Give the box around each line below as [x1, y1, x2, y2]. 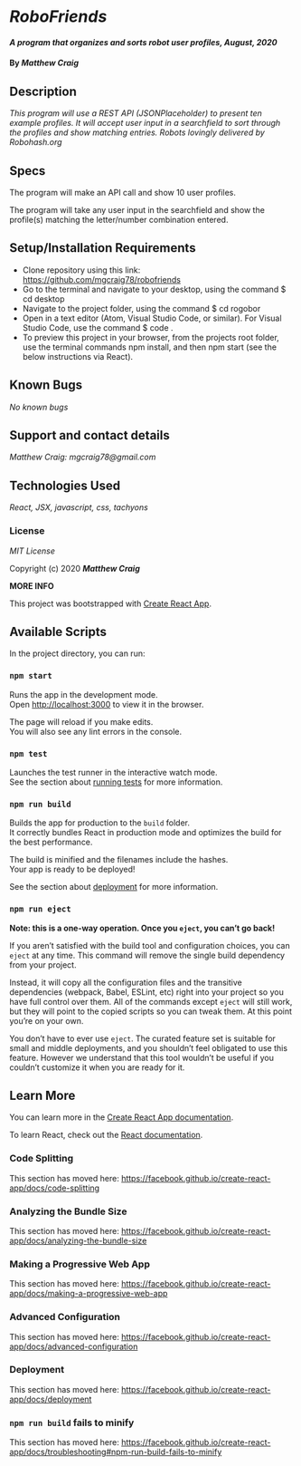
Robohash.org [9, 137, 62, 148]
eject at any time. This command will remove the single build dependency [9, 950, 286, 960]
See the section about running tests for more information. [9, 776, 223, 787]
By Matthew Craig [9, 57, 80, 69]
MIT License [9, 545, 56, 556]
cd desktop [22, 293, 65, 304]
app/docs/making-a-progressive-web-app [9, 1288, 168, 1299]
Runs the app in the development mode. [9, 689, 158, 699]
